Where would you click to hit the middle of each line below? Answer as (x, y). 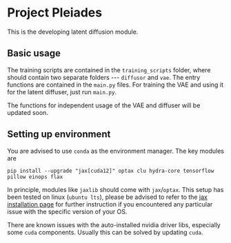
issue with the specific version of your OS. (67, 211)
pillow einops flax (35, 177)
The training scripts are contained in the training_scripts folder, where (109, 70)
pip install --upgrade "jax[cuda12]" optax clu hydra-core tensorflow (111, 171)
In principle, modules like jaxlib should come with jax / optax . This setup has (115, 189)
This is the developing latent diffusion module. (73, 32)
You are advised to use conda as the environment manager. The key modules (115, 151)
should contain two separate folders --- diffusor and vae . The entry (104, 77)
